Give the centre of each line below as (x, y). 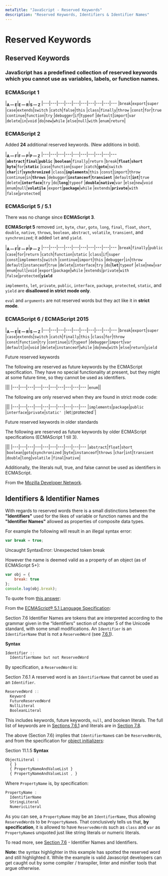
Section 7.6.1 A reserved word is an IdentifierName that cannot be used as (82, 677)
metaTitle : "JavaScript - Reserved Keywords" (54, 10)
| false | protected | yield (29, 276)
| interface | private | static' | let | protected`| (51, 413)
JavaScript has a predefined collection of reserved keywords (81, 72)
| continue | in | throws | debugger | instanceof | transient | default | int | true (77, 177)
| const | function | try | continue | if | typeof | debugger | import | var (68, 342)
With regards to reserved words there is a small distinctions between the (80, 511)
